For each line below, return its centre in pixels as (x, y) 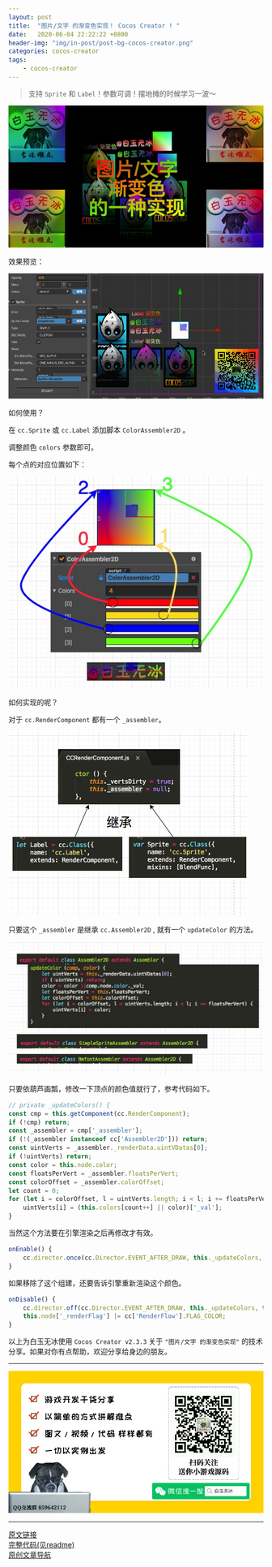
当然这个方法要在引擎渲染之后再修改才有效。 (83, 1233)
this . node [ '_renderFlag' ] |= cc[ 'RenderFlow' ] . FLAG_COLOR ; (125, 1316)
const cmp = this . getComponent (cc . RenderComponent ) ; (99, 1113)
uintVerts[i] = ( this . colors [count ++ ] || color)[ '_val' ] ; (123, 1208)
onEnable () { (30, 1250)
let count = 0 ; (34, 1190)
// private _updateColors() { (59, 1105)
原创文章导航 (30, 1555)
